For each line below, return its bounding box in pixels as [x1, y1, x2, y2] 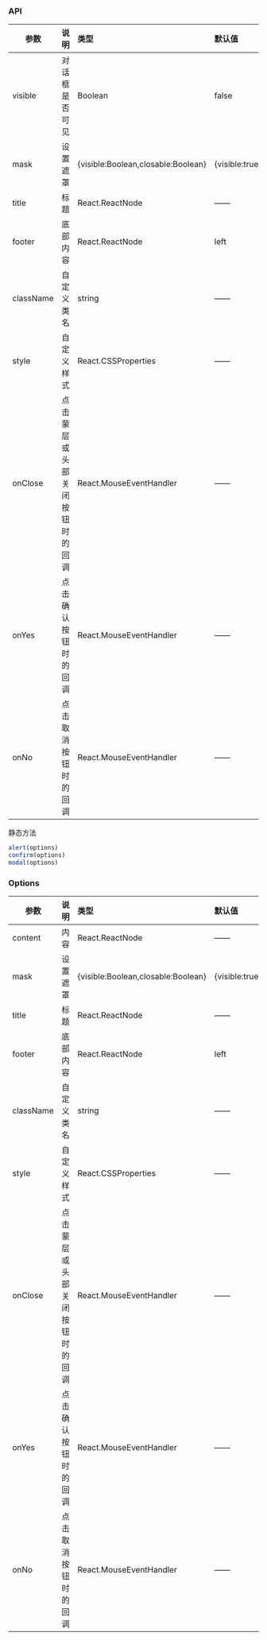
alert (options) [8, 844, 59, 852]
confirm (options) [8, 851, 66, 859]
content [12, 932, 41, 944]
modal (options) [8, 859, 59, 867]
